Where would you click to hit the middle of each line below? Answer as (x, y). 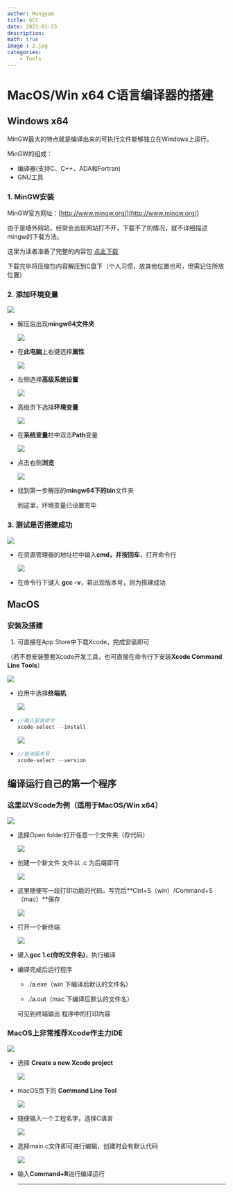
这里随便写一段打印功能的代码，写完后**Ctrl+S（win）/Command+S (115, 890)
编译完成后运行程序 (45, 969)
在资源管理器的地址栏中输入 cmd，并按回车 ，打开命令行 (97, 554)
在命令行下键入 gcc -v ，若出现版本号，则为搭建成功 (92, 582)
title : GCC (23, 20)
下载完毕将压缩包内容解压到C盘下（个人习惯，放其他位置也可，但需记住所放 (116, 266)
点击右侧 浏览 (35, 463)
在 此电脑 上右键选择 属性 (51, 352)
